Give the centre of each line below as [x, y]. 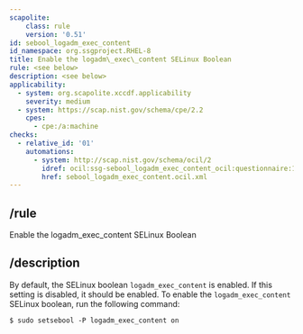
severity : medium [58, 101]
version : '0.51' [56, 34]
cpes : [36, 118]
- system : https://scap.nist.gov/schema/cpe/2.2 [110, 110]
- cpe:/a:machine [66, 127]
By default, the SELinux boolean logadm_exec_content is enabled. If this [141, 284]
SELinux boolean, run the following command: [95, 303]
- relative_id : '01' [56, 143]
